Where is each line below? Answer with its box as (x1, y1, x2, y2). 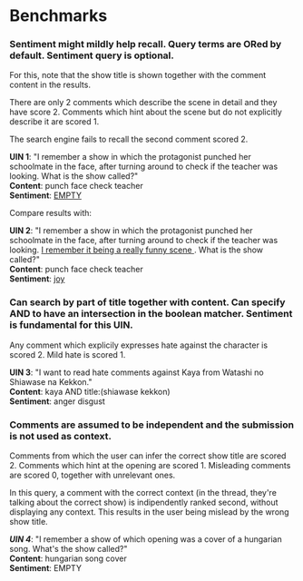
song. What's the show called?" (9, 544, 129, 555)
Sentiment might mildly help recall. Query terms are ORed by (9, 38, 282, 51)
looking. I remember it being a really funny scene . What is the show (9, 244, 264, 255)
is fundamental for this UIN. (9, 319, 133, 331)
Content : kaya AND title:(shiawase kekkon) (9, 386, 171, 397)
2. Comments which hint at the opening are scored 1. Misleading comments (9, 460, 291, 471)
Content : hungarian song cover (9, 553, 127, 564)
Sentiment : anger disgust (9, 396, 106, 407)
